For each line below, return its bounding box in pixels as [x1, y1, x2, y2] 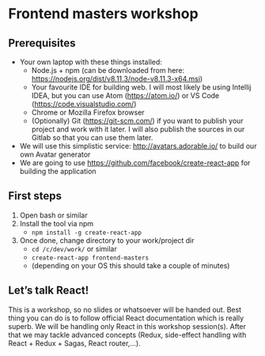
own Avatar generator [19, 150, 91, 159]
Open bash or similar [19, 210, 89, 220]
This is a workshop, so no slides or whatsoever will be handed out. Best [8, 305, 242, 314]
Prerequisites [8, 36, 76, 50]
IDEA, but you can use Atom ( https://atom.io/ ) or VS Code [31, 91, 220, 100]
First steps [8, 189, 62, 203]
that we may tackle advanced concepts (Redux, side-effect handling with [8, 330, 247, 339]
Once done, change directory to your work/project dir [19, 235, 195, 245]
